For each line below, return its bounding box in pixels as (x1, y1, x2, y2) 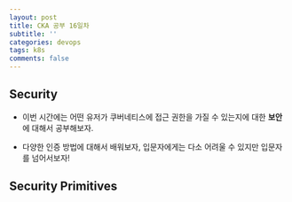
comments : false (9, 54, 69, 63)
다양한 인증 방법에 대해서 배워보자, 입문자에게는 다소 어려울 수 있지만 (21, 141, 259, 151)
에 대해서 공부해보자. (21, 122, 94, 133)
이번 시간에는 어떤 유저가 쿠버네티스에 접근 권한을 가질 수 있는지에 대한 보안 (21, 112, 283, 122)
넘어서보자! (31, 152, 71, 163)
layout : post (9, 12, 58, 22)
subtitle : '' (9, 29, 58, 38)
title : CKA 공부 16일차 (9, 21, 90, 30)
